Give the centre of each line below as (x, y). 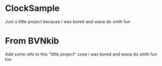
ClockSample (32, 8)
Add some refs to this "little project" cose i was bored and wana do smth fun (81, 54)
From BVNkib (32, 41)
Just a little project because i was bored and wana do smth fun (68, 22)
